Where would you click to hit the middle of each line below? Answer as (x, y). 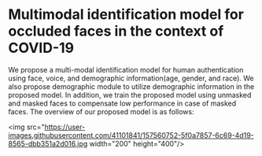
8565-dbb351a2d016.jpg (48, 143)
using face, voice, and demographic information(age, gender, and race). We (131, 78)
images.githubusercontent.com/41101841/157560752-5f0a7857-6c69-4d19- (131, 135)
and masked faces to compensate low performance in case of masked (122, 103)
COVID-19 (41, 48)
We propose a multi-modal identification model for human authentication (126, 69)
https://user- (65, 127)
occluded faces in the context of (116, 31)
